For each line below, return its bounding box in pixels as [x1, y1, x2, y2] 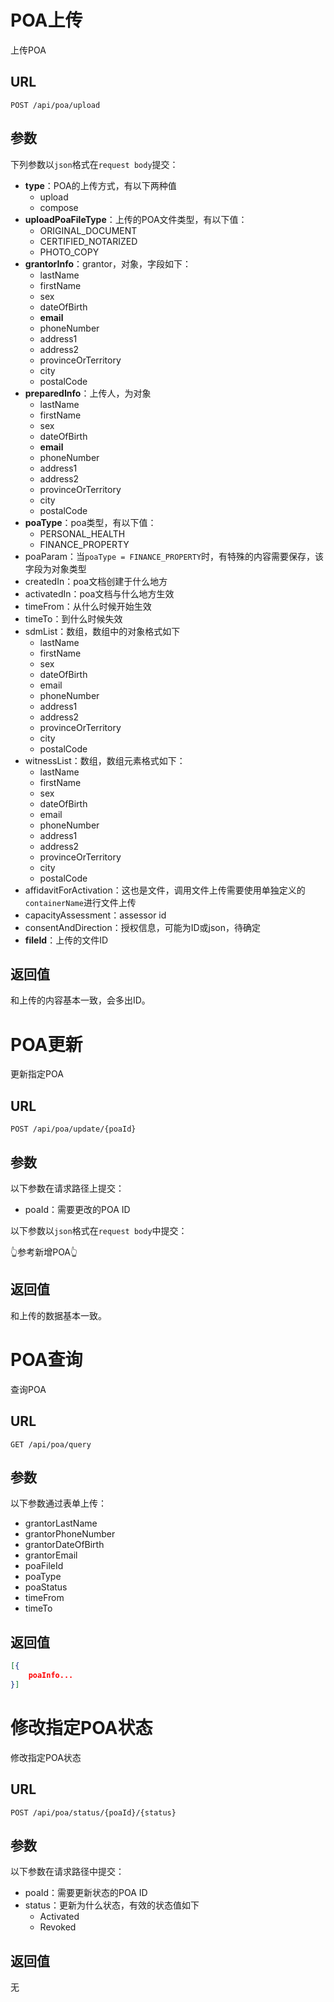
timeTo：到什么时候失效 [24, 612, 123, 625]
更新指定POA [10, 1068, 64, 1080]
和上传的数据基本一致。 [10, 1309, 107, 1321]
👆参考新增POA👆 [10, 1246, 78, 1258]
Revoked [39, 1921, 77, 1933]
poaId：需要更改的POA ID [24, 1203, 131, 1215]
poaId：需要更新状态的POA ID [24, 1887, 148, 1899]
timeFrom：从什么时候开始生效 [24, 600, 152, 612]
